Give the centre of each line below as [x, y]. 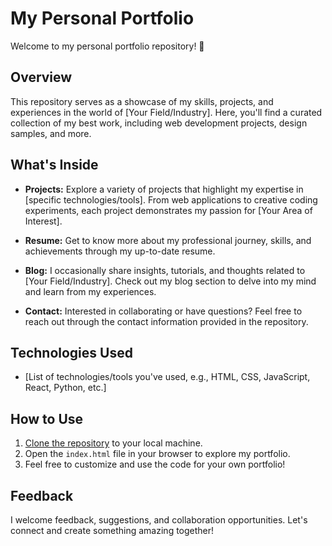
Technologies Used [71, 352]
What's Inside [54, 165]
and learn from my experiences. [90, 291]
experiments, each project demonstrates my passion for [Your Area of [168, 210]
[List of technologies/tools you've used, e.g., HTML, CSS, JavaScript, [167, 377]
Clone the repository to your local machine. [113, 443]
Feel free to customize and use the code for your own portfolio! [155, 464]
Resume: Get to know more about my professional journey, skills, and [168, 240]
